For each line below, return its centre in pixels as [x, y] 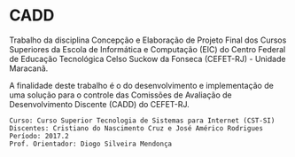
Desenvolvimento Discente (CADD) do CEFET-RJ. [100, 104]
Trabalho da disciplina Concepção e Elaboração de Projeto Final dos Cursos [148, 40]
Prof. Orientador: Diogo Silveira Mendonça [91, 144]
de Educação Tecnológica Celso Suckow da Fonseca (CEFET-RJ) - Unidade [147, 59]
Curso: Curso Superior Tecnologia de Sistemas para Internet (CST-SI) [142, 121]
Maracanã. [29, 68]
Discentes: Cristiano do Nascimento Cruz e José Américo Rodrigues [136, 128]
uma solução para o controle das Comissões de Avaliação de [120, 95]
